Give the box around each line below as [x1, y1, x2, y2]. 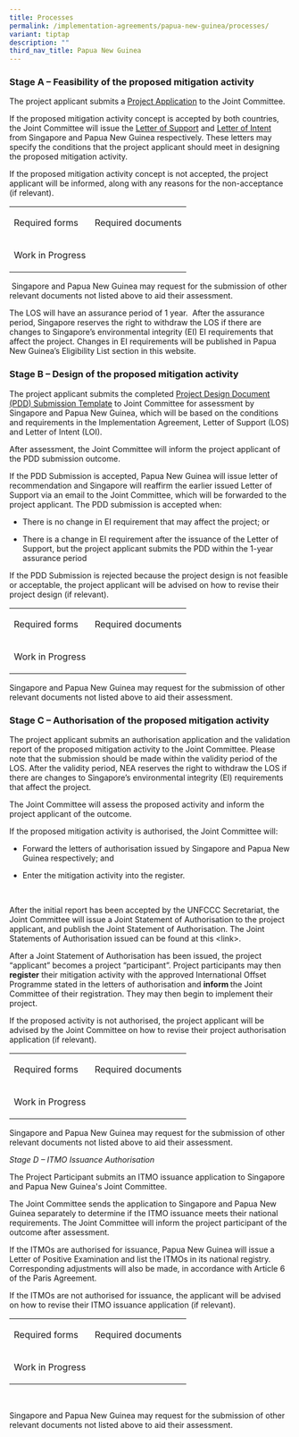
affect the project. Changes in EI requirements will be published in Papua [9, 336, 277, 347]
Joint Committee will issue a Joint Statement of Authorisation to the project [9, 914, 286, 925]
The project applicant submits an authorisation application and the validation [9, 735, 291, 745]
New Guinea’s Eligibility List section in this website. [9, 346, 196, 357]
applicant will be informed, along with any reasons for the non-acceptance [9, 178, 284, 189]
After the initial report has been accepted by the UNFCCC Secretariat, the [9, 904, 279, 916]
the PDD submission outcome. [9, 453, 120, 464]
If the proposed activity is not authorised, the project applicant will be [9, 1015, 265, 1026]
